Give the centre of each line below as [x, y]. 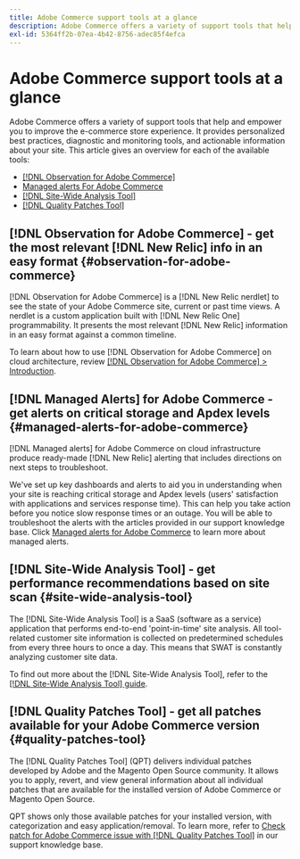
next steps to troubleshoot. [59, 467]
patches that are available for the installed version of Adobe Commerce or [145, 789]
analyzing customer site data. [63, 657]
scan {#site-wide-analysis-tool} [101, 597]
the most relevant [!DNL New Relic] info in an [136, 248]
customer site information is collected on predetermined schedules [160, 638]
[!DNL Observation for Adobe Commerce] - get [142, 233]
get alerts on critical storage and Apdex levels [140, 413]
